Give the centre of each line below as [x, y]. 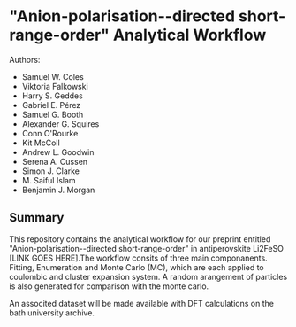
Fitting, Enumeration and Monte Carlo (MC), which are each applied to [137, 267]
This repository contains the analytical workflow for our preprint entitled [140, 239]
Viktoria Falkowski [55, 86]
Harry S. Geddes [53, 96]
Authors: [25, 59]
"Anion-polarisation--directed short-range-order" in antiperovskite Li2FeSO [147, 248]
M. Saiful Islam [49, 180]
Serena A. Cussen [55, 161]
